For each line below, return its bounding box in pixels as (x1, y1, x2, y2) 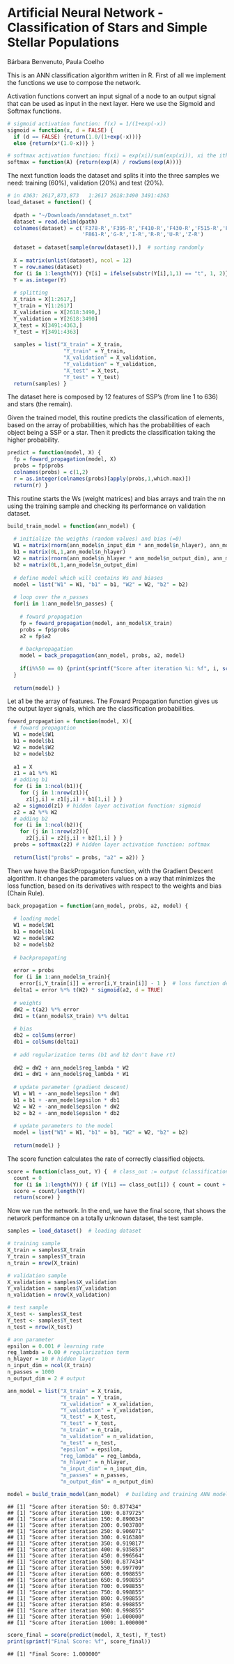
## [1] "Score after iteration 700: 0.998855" (7, 1582, 145, 1589)
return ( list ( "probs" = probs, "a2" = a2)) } (13, 854, 145, 861)
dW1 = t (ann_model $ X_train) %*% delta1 (13, 1012, 130, 1019)
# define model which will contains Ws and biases (13, 574, 164, 581)
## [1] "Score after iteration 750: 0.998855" (7, 1589, 145, 1596)
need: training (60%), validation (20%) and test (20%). (7, 179, 164, 187)
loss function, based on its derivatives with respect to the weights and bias (7, 881, 221, 890)
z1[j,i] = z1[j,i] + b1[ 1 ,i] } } (25, 796, 123, 803)
